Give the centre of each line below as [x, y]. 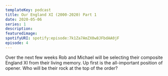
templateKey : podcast [28, 10]
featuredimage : [21, 33]
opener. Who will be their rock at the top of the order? [62, 68]
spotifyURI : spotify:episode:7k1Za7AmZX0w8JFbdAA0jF [62, 39]
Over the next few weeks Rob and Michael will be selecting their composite [84, 57]
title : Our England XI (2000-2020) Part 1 [51, 15]
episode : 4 [17, 43]
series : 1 [16, 24]
